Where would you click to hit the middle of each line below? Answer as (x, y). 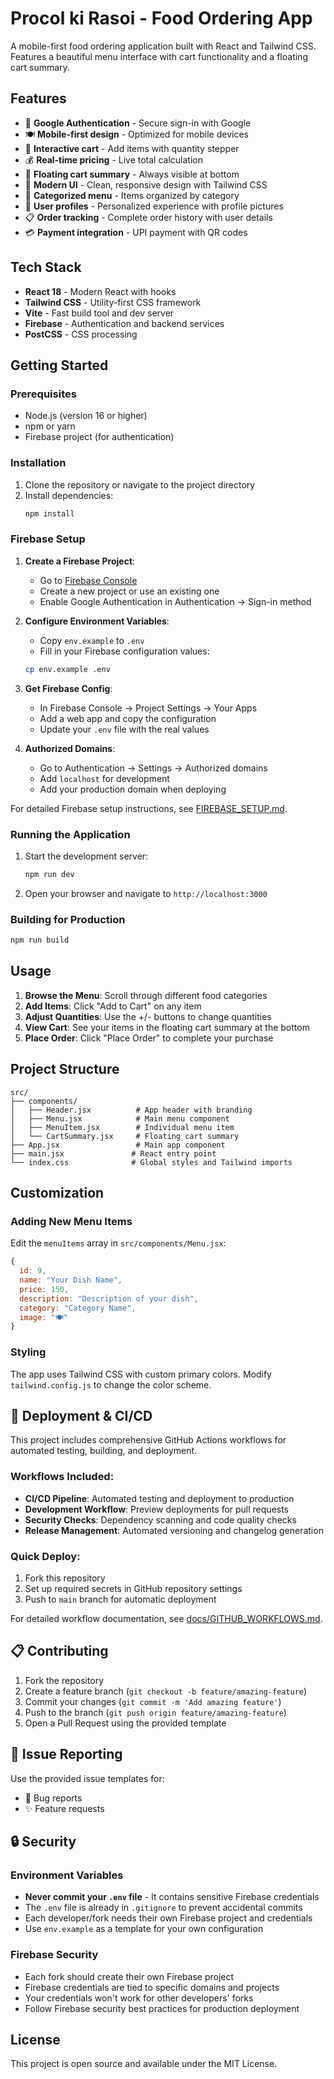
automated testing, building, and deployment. (104, 1451)
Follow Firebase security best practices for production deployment (162, 2008)
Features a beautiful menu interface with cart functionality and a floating (159, 56)
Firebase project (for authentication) (99, 437)
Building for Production (68, 919)
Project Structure (65, 1069)
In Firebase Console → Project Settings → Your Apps (148, 708)
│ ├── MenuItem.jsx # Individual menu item (122, 1127)
